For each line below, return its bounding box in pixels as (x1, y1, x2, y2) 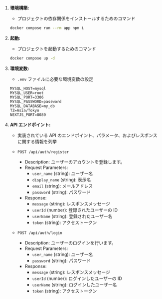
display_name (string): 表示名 (32, 176, 91, 182)
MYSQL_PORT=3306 (9, 94, 44, 99)
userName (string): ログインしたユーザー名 (32, 281, 117, 287)
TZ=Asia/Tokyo (9, 107, 39, 113)
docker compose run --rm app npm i (9, 25, 84, 30)
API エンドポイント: (9, 121, 51, 127)
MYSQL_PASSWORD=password (9, 99, 62, 104)
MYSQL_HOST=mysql (9, 86, 46, 91)
